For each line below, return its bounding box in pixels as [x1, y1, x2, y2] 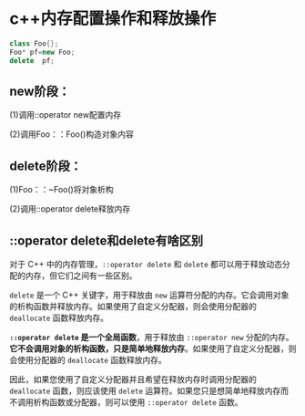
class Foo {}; [9, 38, 59, 48]
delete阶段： [9, 158, 82, 173]
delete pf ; [9, 56, 55, 65]
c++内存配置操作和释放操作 [9, 8, 217, 29]
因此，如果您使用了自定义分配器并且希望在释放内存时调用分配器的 [9, 374, 257, 384]
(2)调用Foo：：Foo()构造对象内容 [9, 129, 134, 140]
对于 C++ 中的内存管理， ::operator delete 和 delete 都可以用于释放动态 [9, 259, 283, 269]
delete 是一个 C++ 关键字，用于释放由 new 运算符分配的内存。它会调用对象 [9, 289, 290, 300]
